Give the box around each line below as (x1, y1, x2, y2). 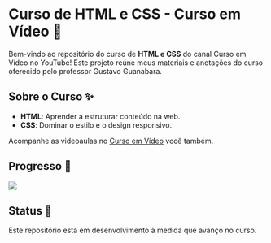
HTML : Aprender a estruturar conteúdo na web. (20, 111, 181, 121)
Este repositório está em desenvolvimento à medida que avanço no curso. (8, 225, 257, 236)
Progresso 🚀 (8, 159, 72, 173)
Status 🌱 (8, 204, 53, 218)
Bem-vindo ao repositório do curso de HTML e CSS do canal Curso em (8, 49, 247, 59)
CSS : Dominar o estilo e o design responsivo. (20, 119, 173, 130)
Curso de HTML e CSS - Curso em (8, 5, 242, 24)
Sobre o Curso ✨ (8, 90, 94, 104)
